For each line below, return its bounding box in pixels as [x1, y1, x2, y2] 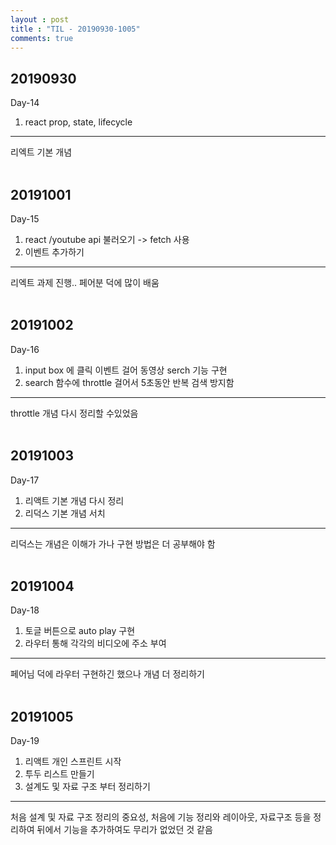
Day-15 [10, 213, 40, 225]
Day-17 [10, 474, 40, 486]
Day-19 [10, 735, 40, 747]
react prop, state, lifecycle [24, 116, 133, 128]
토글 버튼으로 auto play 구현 [24, 625, 136, 637]
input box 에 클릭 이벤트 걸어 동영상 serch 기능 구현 [24, 364, 228, 376]
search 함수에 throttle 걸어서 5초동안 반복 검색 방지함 [24, 376, 235, 388]
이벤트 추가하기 [24, 246, 85, 258]
